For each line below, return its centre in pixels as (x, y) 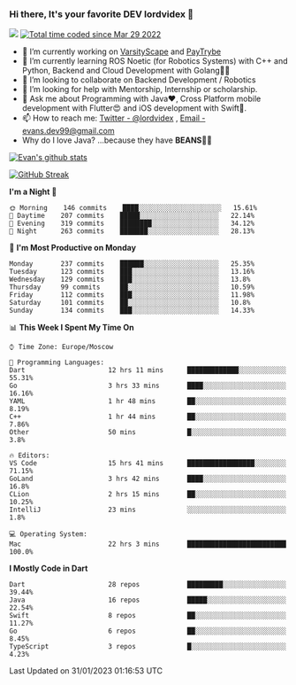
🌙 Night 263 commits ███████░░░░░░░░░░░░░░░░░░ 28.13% (132, 231)
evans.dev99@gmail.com (68, 131)
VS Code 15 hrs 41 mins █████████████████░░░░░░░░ (148, 463)
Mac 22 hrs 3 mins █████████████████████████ (148, 544)
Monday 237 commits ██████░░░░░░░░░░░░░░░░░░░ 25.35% (132, 264)
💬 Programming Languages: (57, 362)
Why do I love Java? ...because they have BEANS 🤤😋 (117, 140)
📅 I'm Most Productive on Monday (73, 248)
